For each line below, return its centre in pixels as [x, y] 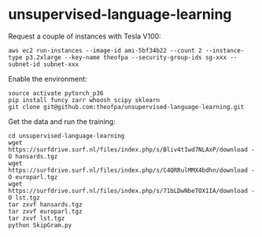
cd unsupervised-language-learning [66, 136]
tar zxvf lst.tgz [37, 218]
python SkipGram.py [40, 225]
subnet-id [24, 64]
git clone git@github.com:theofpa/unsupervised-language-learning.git [126, 107]
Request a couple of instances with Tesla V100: [85, 36]
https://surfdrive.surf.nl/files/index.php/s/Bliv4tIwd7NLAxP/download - [132, 149]
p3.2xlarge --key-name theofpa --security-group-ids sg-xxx [126, 57]
